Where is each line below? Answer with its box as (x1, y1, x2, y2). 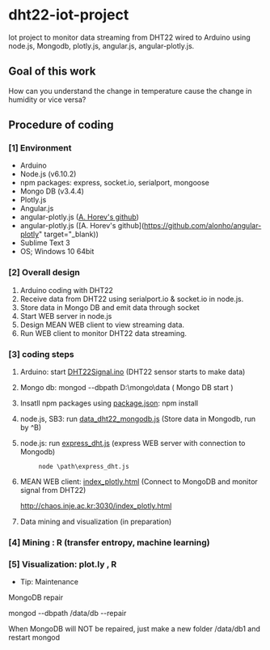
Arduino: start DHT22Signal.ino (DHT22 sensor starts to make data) (19, 367, 246, 377)
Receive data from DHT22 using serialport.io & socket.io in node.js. (19, 294, 244, 304)
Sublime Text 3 (19, 238, 70, 248)
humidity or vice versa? (8, 95, 86, 104)
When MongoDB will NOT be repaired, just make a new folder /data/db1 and (8, 624, 260, 634)
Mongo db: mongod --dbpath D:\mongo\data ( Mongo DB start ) (19, 383, 234, 393)
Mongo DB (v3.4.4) (19, 186, 85, 196)
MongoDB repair (8, 593, 63, 602)
